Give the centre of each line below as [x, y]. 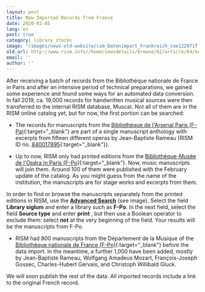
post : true [20, 35]
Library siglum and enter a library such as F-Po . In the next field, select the [101, 207]
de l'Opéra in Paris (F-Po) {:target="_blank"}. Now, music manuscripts [103, 162]
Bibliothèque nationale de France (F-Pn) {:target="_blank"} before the [102, 244]
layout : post [23, 12]
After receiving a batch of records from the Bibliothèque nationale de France [102, 81]
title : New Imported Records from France [60, 18]
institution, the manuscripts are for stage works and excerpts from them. [106, 182]
